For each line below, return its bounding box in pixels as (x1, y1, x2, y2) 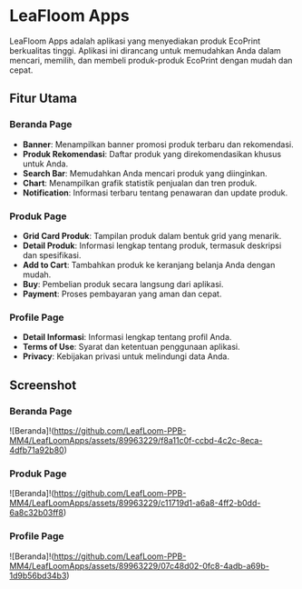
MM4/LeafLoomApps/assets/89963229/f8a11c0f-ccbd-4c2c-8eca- (9, 434, 263, 445)
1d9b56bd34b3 (9, 570, 67, 581)
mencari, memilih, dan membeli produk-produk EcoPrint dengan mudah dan (9, 55, 293, 65)
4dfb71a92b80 (9, 444, 65, 455)
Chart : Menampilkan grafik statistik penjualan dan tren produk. (22, 177, 258, 188)
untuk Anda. (22, 158, 69, 169)
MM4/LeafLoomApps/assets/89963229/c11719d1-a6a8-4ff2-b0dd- (9, 497, 261, 509)
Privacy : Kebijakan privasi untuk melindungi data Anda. (22, 351, 229, 362)
